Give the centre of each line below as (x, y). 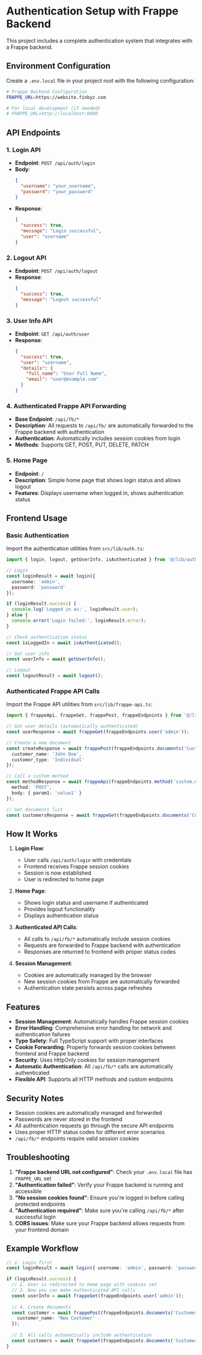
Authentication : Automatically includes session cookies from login (97, 438)
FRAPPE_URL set (33, 1178)
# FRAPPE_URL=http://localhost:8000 (52, 114)
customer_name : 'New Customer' (56, 1318)
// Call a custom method (37, 776)
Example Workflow (42, 1248)
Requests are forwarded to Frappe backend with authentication (102, 945)
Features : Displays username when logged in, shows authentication (99, 493)
